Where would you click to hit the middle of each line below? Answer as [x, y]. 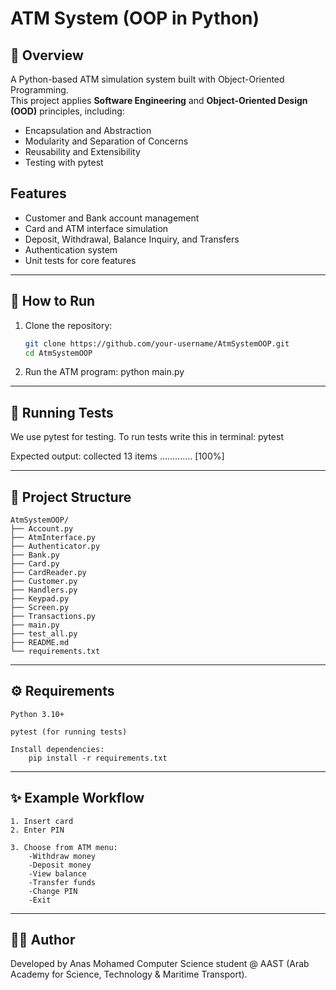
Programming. [39, 90]
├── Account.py [42, 529]
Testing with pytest [64, 162]
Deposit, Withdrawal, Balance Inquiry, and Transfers [132, 239]
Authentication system [71, 249]
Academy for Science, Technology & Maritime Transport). [129, 974]
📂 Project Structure [71, 497]
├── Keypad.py [40, 599]
